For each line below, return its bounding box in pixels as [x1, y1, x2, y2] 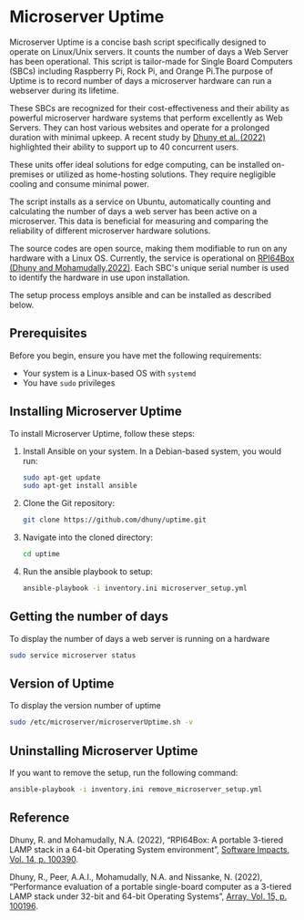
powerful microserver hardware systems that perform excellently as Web [9, 112, 284, 123]
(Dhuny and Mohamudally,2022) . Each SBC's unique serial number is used [9, 262, 289, 273]
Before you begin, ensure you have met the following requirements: [9, 349, 262, 361]
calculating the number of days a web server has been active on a [9, 205, 258, 216]
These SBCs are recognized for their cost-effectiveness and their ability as [9, 102, 289, 113]
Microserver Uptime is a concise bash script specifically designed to [9, 36, 267, 47]
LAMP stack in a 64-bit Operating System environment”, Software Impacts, [9, 843, 290, 854]
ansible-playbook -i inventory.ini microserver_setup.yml [22, 584, 248, 594]
